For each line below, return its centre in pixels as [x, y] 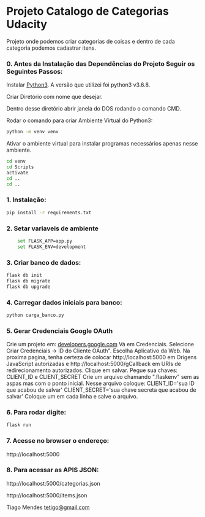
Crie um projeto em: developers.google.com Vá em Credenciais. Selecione [100, 344]
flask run [19, 425]
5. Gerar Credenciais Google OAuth [60, 331]
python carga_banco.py [35, 315]
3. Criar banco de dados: [44, 262]
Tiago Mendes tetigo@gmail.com [48, 507]
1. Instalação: [27, 200]
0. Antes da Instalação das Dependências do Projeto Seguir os [101, 64]
